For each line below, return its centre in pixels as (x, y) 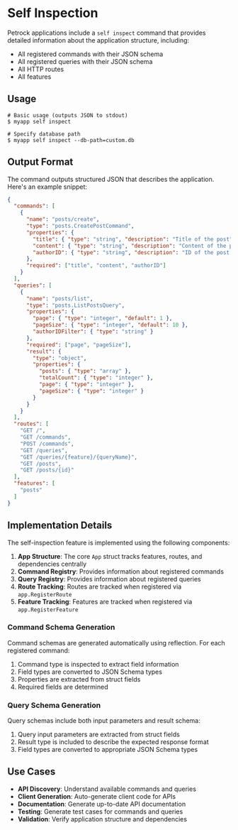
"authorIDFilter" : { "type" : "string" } (93, 332)
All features (34, 77)
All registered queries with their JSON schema (85, 61)
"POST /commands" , (47, 444)
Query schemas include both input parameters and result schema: (104, 721)
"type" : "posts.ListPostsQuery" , (75, 305)
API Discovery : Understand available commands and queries (107, 789)
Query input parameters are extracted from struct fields (99, 735)
